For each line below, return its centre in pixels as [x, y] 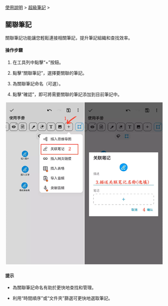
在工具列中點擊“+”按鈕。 [38, 62]
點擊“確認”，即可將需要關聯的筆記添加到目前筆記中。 [67, 94]
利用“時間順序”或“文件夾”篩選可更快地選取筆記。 [62, 298]
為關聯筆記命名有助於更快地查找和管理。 [54, 287]
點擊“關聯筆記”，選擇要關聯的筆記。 [50, 73]
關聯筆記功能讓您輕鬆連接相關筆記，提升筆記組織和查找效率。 [69, 38]
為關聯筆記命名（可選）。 [38, 84]
